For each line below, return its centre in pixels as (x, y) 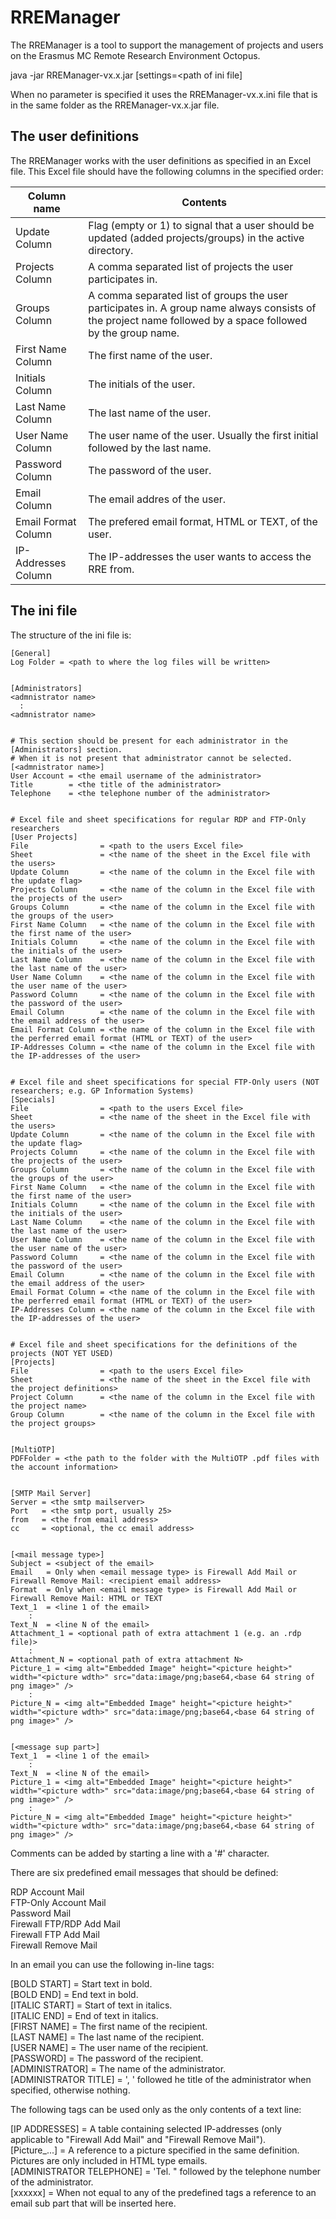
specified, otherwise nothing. (70, 2090)
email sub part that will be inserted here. (93, 2203)
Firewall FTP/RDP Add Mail (65, 1923)
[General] (31, 653)
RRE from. (111, 569)
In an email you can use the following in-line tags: (112, 1964)
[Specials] (33, 1099)
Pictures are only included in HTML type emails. (109, 2160)
